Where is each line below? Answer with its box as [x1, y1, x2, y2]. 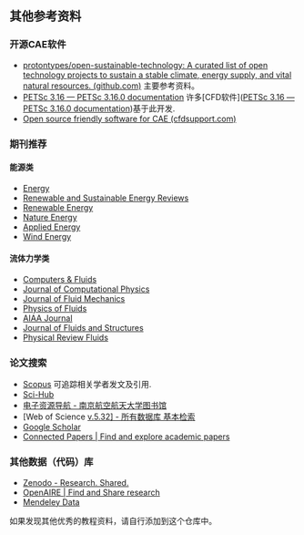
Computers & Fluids [22, 274, 97, 285]
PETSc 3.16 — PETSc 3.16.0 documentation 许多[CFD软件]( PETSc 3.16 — [22, 91, 296, 102]
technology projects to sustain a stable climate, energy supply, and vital [22, 69, 292, 80]
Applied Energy [22, 221, 81, 232]
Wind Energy [22, 231, 72, 242]
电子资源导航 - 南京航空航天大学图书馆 [22, 400, 167, 411]
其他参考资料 [9, 8, 82, 25]
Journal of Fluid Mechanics [22, 293, 126, 304]
